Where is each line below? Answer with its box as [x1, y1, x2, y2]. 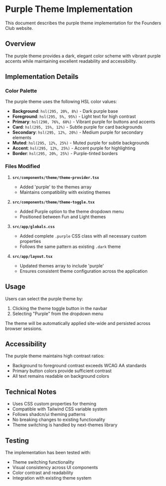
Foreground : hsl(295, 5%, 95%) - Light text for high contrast [12, 113, 136, 120]
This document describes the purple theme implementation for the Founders [5, 20, 162, 26]
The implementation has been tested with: [5, 449, 91, 455]
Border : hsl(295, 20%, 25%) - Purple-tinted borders [12, 151, 118, 157]
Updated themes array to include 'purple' [19, 262, 104, 269]
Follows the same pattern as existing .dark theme [19, 243, 121, 249]
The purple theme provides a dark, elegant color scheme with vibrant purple [5, 53, 161, 59]
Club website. [5, 25, 33, 31]
